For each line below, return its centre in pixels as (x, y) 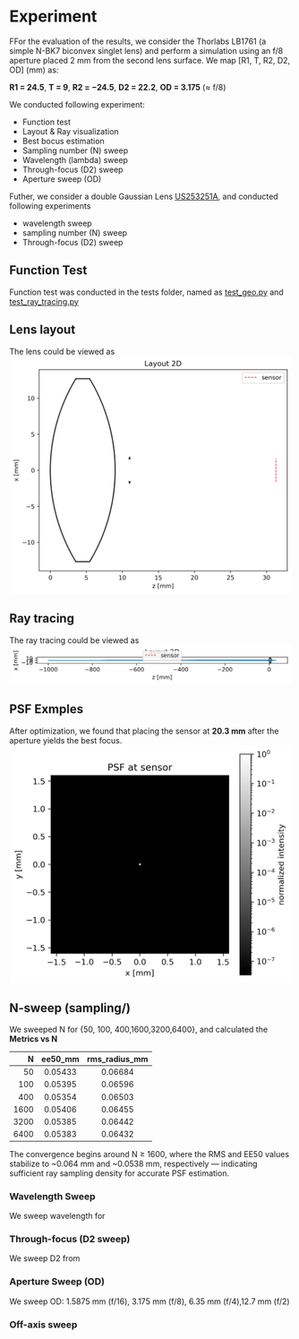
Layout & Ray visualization (70, 131)
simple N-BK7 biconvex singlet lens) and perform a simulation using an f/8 (146, 50)
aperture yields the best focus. (66, 740)
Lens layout (43, 330)
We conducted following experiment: (77, 104)
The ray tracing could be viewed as (74, 640)
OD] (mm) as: (34, 70)
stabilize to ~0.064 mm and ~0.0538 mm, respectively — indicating (133, 1163)
